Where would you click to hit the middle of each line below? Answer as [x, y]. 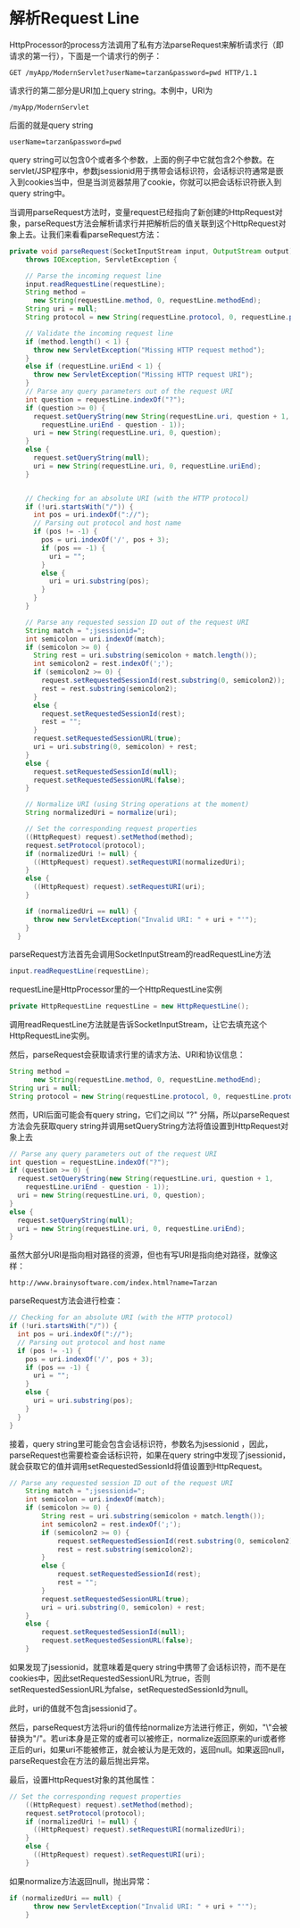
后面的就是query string [51, 125]
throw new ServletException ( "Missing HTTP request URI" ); [143, 375]
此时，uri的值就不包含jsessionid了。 [75, 1708]
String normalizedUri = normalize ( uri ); [101, 813]
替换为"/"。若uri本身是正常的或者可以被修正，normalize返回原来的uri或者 [144, 1738]
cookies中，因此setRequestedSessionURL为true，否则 [110, 1678]
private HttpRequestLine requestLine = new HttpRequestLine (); [129, 1006]
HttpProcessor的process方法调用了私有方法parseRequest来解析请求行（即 [146, 45]
